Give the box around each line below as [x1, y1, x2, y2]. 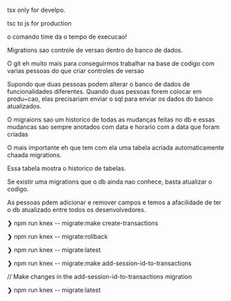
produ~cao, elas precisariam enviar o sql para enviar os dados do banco [7, 95, 213, 103]
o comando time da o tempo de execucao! [7, 32, 128, 41]
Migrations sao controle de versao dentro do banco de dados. [7, 46, 183, 54]
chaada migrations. [7, 151, 62, 159]
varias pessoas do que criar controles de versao [7, 67, 145, 75]
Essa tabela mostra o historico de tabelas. [7, 164, 126, 172]
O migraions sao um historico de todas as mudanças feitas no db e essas [7, 115, 215, 124]
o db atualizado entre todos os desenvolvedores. [7, 206, 146, 213]
